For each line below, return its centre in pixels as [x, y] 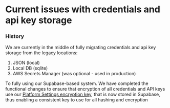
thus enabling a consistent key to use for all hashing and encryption [77, 100]
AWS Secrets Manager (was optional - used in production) [74, 74]
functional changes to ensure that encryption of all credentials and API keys [85, 89]
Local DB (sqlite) [30, 68]
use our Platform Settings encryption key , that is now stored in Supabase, [83, 94]
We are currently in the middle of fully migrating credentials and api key [81, 48]
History [15, 36]
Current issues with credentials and [83, 9]
